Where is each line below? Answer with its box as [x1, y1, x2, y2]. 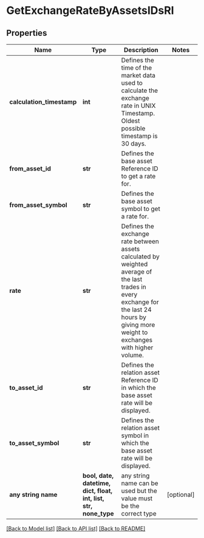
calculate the [121, 86, 158, 95]
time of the [121, 64, 152, 72]
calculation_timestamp [9, 98, 77, 106]
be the [121, 502, 140, 510]
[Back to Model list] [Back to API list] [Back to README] [6, 525, 146, 532]
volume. [121, 351, 144, 359]
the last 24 [121, 306, 152, 314]
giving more [121, 321, 155, 329]
